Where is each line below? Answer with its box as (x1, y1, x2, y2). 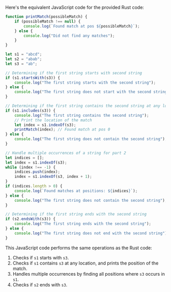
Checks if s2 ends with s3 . (12, 281, 68, 287)
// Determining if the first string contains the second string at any (5, 103, 160, 109)
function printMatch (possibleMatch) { (5, 14, 88, 19)
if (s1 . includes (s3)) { (5, 108, 56, 113)
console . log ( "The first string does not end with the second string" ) (14, 230, 167, 236)
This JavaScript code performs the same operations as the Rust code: (5, 245, 153, 251)
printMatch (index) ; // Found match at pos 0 (14, 127, 110, 132)
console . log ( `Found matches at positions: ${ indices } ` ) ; (14, 188, 138, 193)
